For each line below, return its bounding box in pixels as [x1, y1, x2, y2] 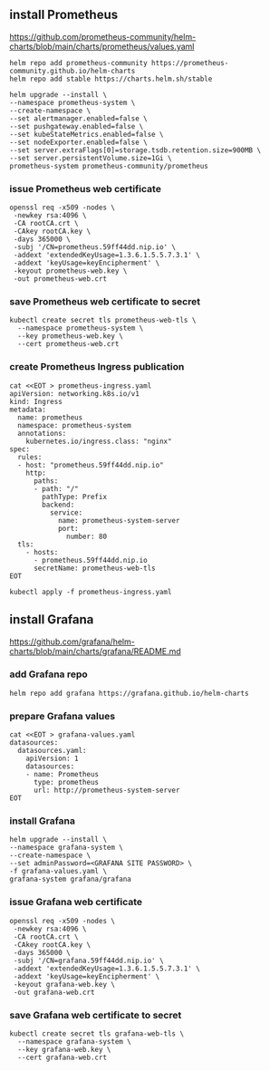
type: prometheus [33, 778, 100, 787]
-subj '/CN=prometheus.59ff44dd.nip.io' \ [13, 243, 177, 252]
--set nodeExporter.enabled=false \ [9, 138, 148, 147]
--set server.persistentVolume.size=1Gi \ [9, 153, 172, 162]
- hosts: [25, 547, 59, 556]
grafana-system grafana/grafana [9, 874, 131, 884]
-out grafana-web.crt [13, 988, 95, 997]
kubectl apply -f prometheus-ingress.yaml [9, 587, 172, 596]
